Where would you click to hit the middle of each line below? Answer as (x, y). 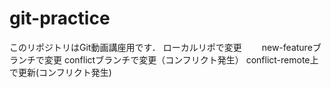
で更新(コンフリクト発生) (60, 72)
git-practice (60, 18)
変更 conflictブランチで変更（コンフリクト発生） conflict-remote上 (181, 59)
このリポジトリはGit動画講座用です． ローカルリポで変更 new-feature (161, 47)
